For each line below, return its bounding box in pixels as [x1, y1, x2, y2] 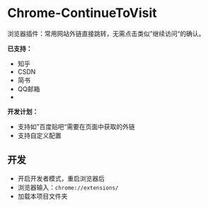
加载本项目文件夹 [17, 191, 68, 200]
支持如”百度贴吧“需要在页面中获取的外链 [17, 122, 136, 130]
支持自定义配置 [17, 131, 62, 140]
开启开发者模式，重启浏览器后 [17, 174, 105, 182]
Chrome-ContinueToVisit [7, 5, 157, 21]
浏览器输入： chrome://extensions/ [17, 183, 119, 191]
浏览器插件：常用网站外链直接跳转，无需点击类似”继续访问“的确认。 [7, 29, 205, 38]
